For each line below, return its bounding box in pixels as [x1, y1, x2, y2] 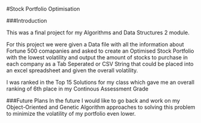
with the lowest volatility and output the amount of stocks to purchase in [6, 54, 188, 61]
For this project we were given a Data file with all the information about [6, 41, 185, 48]
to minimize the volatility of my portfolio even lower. [6, 110, 136, 117]
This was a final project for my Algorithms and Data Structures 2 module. [6, 29, 190, 36]
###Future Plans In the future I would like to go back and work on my [6, 97, 180, 104]
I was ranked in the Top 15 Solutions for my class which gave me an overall [6, 79, 194, 86]
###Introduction [6, 17, 48, 24]
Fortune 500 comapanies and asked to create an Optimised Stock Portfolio [6, 47, 194, 54]
